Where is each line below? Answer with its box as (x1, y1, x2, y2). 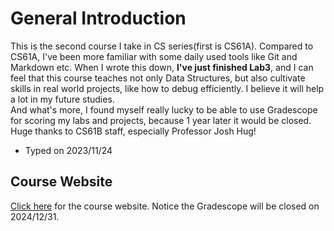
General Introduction (10, 7, 187, 30)
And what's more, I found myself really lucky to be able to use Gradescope (10, 103, 318, 116)
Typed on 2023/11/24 (24, 144, 113, 156)
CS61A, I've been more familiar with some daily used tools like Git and (10, 50, 298, 62)
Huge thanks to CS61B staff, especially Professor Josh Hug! (10, 125, 257, 137)
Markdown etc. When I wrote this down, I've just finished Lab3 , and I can (10, 61, 314, 73)
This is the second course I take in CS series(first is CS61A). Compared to (10, 40, 314, 52)
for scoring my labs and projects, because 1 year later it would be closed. (10, 114, 312, 126)
